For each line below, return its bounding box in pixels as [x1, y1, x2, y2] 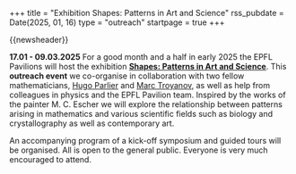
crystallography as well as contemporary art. [9, 118, 175, 128]
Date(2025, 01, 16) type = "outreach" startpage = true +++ [9, 17, 225, 28]
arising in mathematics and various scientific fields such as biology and [9, 109, 274, 119]
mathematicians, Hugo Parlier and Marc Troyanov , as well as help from [9, 80, 271, 90]
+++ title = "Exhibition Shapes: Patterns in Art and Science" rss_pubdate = [9, 8, 284, 18]
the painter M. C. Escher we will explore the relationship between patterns [9, 99, 283, 110]
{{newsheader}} [9, 35, 69, 45]
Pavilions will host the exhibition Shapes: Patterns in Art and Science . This [9, 62, 287, 71]
